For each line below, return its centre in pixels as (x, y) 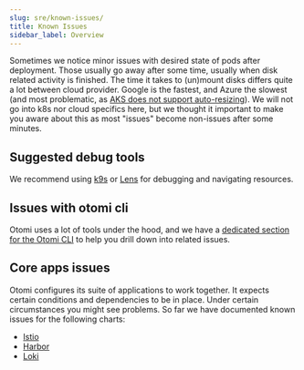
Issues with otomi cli (69, 207)
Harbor (36, 346)
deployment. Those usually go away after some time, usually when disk (144, 70)
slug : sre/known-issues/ (57, 18)
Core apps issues (60, 268)
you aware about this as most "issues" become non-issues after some (142, 118)
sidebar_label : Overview (57, 35)
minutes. (26, 128)
